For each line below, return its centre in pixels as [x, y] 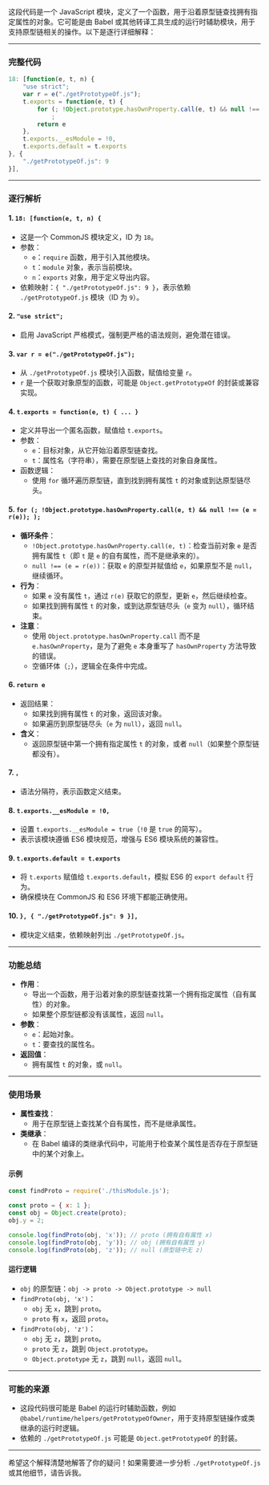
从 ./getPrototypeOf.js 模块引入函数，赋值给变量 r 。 [108, 372]
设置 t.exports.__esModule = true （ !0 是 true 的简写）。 [113, 829]
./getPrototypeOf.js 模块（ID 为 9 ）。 [82, 297]
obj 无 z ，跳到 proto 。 [68, 1338]
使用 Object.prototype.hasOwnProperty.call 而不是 [116, 636]
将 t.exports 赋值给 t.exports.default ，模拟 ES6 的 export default [132, 877]
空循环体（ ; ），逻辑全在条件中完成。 [92, 665]
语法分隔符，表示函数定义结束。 [72, 791]
